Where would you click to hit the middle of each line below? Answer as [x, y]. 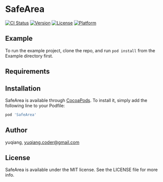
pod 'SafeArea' [21, 115]
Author [16, 130]
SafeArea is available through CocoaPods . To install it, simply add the [76, 100]
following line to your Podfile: [35, 105]
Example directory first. [29, 56]
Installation [23, 88]
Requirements [27, 71]
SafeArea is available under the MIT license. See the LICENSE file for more [81, 170]
